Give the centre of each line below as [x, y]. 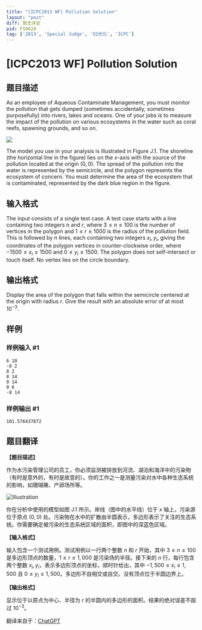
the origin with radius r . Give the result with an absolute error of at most [95, 301]
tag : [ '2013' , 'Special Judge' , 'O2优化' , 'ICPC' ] [70, 34]
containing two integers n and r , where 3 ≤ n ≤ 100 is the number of [91, 225]
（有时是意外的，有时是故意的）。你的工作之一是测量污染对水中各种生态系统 [100, 477]
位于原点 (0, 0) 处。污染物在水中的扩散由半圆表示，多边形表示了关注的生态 [99, 517]
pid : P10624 [21, 29]
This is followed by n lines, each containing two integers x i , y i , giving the [96, 238]
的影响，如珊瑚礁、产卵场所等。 [46, 485]
